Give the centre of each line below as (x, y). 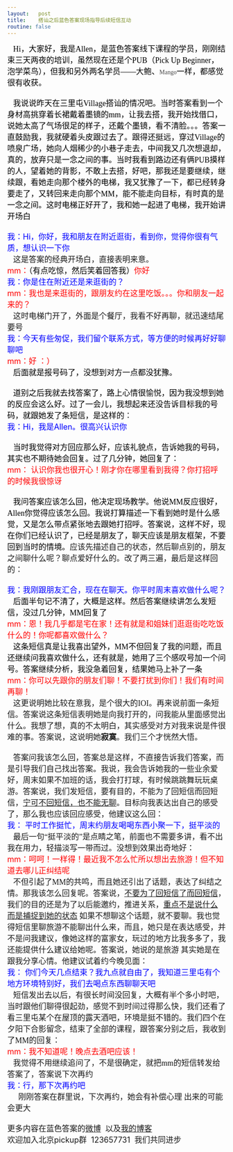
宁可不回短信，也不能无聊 (70, 803)
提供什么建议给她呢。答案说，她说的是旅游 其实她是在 (121, 950)
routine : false (29, 26)
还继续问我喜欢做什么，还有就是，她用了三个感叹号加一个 (113, 658)
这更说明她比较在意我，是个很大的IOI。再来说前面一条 (112, 704)
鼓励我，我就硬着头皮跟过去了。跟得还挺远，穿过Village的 (120, 138)
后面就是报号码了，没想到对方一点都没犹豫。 (95, 373)
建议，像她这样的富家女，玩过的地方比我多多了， (128, 939)
